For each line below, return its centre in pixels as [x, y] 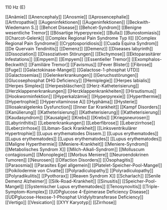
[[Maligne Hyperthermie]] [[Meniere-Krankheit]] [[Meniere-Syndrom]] [77, 144]
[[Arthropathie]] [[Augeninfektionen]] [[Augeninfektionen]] [65, 22]
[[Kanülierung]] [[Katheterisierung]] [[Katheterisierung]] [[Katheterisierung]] [83, 112]
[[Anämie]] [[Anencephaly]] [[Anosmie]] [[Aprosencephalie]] [67, 17]
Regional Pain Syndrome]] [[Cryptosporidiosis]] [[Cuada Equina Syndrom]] [82, 43]
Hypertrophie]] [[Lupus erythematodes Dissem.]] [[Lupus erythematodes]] [82, 133]
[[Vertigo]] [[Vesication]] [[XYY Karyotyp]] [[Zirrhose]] [61, 202]
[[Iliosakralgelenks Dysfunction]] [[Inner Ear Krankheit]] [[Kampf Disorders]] [83, 107]
